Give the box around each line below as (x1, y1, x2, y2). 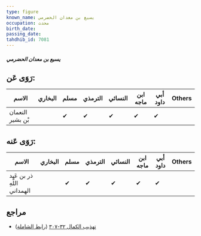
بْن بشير (9, 115, 30, 124)
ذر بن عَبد (9, 172, 33, 180)
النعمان (9, 108, 28, 116)
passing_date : (6, 31, 42, 37)
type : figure (6, 8, 39, 15)
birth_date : (6, 25, 36, 32)
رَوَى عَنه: (6, 136, 36, 146)
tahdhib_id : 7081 (6, 37, 50, 43)
